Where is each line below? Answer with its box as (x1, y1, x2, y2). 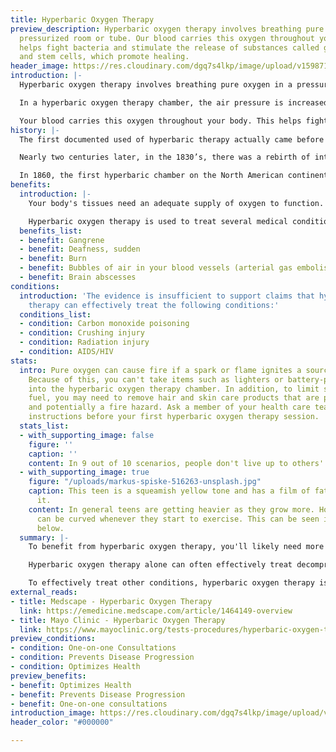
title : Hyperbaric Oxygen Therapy (10, 14, 155, 25)
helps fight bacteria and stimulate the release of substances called (19, 42, 320, 53)
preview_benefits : (10, 671, 87, 681)
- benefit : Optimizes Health (10, 680, 132, 690)
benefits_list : (19, 226, 83, 236)
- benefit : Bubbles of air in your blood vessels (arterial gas (19, 263, 293, 273)
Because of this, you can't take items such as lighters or (28, 374, 284, 385)
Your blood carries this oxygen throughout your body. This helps (19, 116, 302, 126)
